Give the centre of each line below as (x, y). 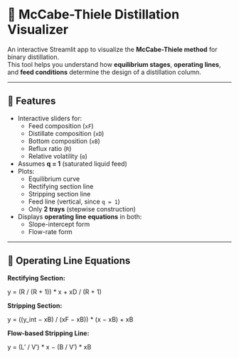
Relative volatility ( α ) (58, 156)
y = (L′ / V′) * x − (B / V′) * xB (49, 347)
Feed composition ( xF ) (61, 126)
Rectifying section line (61, 186)
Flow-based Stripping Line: (48, 333)
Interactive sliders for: (50, 118)
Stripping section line (59, 194)
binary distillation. (33, 57)
